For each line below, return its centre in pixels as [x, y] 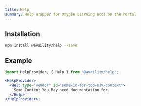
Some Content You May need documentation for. [62, 90]
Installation [22, 34]
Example [19, 61]
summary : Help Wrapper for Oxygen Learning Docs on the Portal [71, 14]
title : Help [17, 10]
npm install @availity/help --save [41, 45]
